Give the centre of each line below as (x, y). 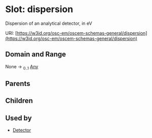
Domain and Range (36, 54)
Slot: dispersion (39, 9)
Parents (18, 84)
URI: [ (11, 33)
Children (19, 101)
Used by (18, 118)
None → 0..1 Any (22, 67)
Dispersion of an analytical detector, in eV (49, 23)
